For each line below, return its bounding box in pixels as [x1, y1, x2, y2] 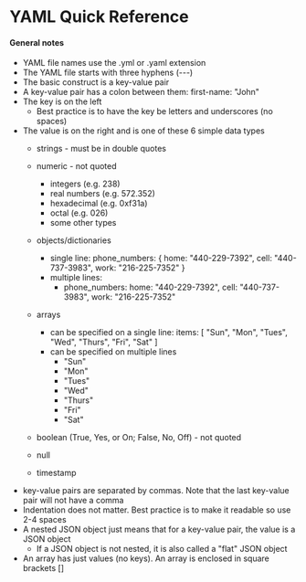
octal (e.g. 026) [49, 207, 109, 218]
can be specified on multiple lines [49, 346, 177, 357]
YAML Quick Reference [9, 6, 189, 27]
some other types [49, 217, 117, 228]
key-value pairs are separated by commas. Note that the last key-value [22, 485, 290, 496]
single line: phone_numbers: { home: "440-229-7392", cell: [49, 253, 272, 264]
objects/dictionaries [36, 235, 111, 246]
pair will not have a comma [22, 495, 124, 506]
